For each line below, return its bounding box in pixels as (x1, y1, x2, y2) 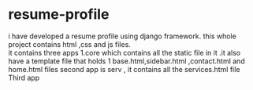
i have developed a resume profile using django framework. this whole (8, 31, 236, 41)
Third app (8, 73, 40, 82)
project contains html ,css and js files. (8, 39, 132, 49)
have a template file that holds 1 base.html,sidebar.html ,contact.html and (8, 56, 246, 66)
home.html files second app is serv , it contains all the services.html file (8, 64, 240, 74)
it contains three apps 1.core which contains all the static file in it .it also (8, 48, 241, 57)
